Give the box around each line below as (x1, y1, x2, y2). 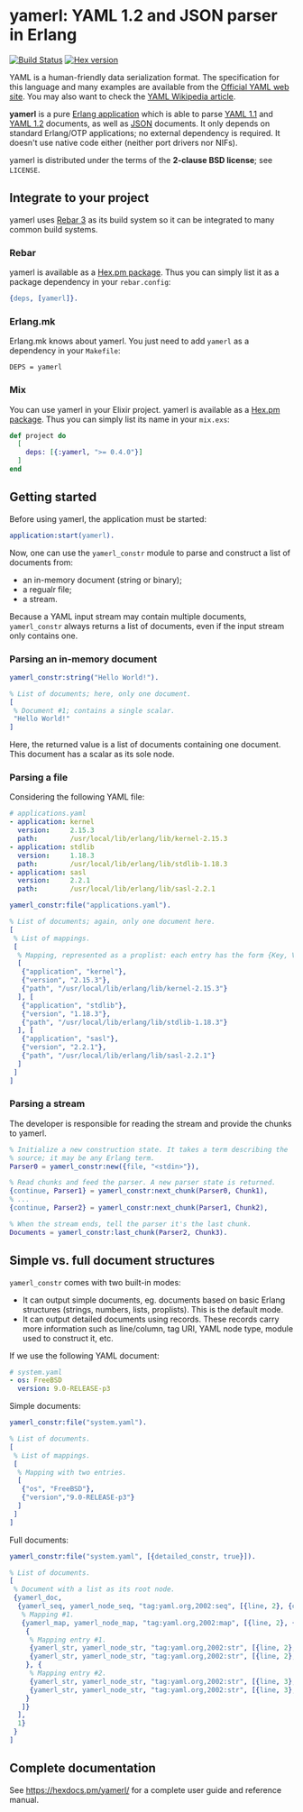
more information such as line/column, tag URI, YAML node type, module (22, 1322, 294, 1334)
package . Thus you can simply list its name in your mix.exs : (9, 414, 230, 425)
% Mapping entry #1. (29, 1635, 106, 1644)
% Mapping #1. (21, 1610, 75, 1619)
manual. (9, 1794, 39, 1805)
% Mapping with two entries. (17, 1468, 127, 1477)
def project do (9, 431, 67, 440)
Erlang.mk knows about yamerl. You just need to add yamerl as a (9, 335, 250, 347)
